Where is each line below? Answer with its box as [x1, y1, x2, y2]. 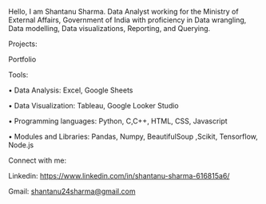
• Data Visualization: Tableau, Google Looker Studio [8, 101, 179, 110]
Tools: [8, 70, 29, 79]
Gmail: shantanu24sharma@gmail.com [8, 186, 136, 196]
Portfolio [8, 55, 37, 64]
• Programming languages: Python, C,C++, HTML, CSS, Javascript [8, 116, 228, 126]
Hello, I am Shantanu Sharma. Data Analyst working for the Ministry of [8, 7, 239, 16]
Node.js [8, 140, 34, 150]
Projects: [8, 39, 38, 49]
